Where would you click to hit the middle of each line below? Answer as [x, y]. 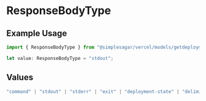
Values [20, 77]
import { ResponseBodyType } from [51, 47]
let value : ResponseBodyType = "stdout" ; [60, 58]
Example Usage [37, 33]
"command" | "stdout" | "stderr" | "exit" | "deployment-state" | [93, 92]
